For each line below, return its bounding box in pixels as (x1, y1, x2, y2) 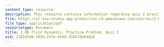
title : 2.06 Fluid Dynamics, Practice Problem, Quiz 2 (5, 30, 119, 35)
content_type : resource (5, 7, 54, 12)
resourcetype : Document (5, 25, 54, 30)
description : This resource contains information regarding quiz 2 (5, 12, 145, 17)
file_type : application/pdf (5, 21, 62, 26)
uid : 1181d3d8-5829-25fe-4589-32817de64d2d (5, 35, 95, 40)
